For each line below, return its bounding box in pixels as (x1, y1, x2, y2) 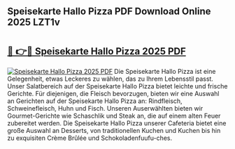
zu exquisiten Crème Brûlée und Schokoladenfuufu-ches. (7, 134, 173, 142)
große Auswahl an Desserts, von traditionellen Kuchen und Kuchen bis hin (7, 127, 221, 134)
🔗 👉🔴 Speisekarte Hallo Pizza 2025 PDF (7, 45, 187, 57)
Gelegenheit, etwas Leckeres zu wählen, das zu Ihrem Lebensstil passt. (7, 74, 213, 83)
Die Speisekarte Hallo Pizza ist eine (114, 68, 216, 75)
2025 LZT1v (7, 17, 61, 29)
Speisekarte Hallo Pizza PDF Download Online (7, 6, 211, 17)
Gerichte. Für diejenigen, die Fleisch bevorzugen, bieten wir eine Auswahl (7, 90, 220, 97)
